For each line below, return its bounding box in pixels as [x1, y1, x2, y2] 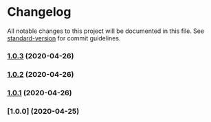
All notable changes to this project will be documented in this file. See [7, 27, 205, 35]
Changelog [7, 4, 71, 20]
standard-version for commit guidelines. [7, 34, 121, 42]
